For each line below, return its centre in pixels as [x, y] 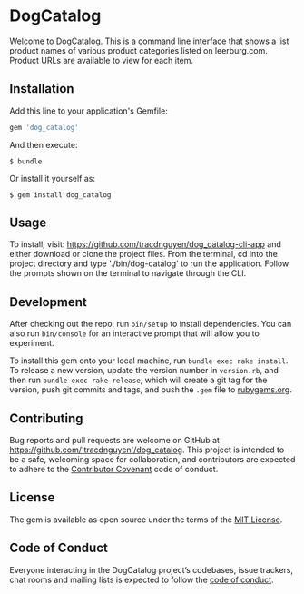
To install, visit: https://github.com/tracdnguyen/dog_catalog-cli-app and [145, 244]
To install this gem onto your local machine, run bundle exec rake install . [149, 361]
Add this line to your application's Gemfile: [88, 111]
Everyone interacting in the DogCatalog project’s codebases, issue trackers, [151, 569]
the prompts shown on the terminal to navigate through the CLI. [128, 273]
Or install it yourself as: [52, 178]
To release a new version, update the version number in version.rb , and [144, 371]
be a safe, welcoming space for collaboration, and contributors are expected [152, 460]
